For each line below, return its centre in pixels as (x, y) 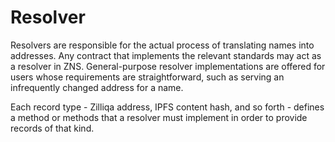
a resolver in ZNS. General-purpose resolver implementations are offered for (168, 66)
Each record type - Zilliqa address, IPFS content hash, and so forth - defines (167, 107)
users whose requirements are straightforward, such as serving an (147, 77)
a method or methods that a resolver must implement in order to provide (159, 117)
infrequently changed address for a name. (97, 87)
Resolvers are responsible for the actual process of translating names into (162, 45)
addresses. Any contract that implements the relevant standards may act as (166, 55)
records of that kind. (52, 128)
